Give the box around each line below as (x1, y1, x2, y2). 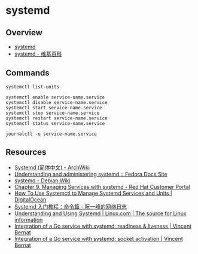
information (14, 216, 43, 223)
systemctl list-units (5, 84, 60, 90)
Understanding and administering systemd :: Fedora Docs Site (14, 170, 168, 178)
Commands (5, 68, 50, 78)
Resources (5, 147, 47, 157)
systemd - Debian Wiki (14, 177, 71, 184)
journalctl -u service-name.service (5, 131, 97, 137)
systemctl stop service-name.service (5, 110, 100, 116)
